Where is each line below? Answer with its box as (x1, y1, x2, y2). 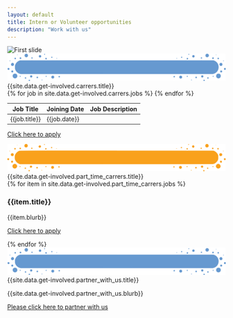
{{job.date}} (46, 115, 80, 123)
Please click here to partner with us (7, 303, 109, 311)
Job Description (89, 104, 137, 113)
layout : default (7, 11, 54, 18)
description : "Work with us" (7, 26, 92, 33)
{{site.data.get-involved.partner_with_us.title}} (7, 276, 139, 285)
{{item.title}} (7, 197, 52, 207)
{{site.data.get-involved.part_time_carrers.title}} (7, 173, 144, 181)
